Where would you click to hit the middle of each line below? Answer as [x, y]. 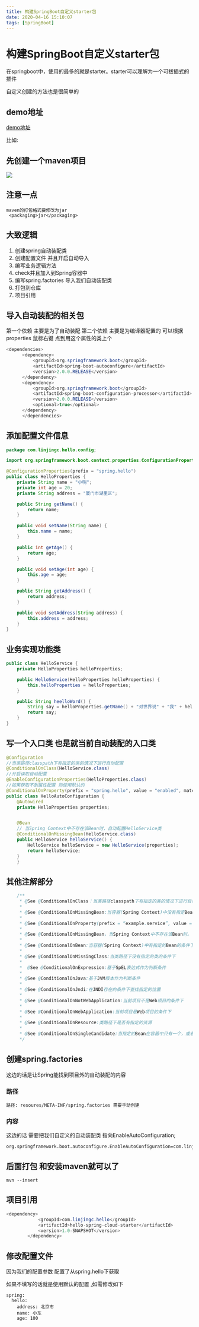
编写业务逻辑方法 [36, 265]
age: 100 [28, 1319]
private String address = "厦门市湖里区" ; [67, 493]
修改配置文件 [30, 1256]
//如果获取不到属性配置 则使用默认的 [45, 785]
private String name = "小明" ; [54, 482]
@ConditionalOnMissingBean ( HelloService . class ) [76, 834]
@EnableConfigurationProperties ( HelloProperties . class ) [76, 780]
